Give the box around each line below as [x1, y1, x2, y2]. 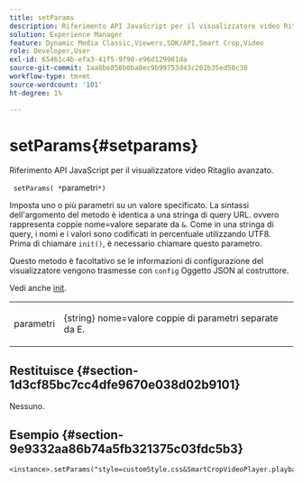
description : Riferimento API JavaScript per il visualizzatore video [9, 22, 280, 31]
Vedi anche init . [9, 283, 68, 294]
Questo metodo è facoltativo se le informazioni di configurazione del [9, 256, 264, 267]
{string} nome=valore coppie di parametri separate [63, 312, 279, 324]
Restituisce [9, 362, 75, 378]
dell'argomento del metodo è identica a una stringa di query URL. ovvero [9, 209, 280, 221]
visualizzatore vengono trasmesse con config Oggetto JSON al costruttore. [9, 265, 289, 276]
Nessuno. [9, 401, 45, 412]
